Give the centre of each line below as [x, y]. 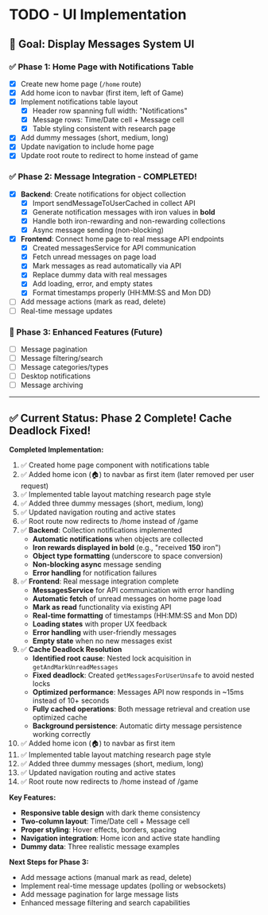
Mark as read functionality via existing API [102, 607]
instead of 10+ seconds [71, 700]
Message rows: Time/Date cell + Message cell [108, 120]
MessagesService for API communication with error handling [133, 591]
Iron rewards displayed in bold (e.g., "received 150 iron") [126, 548]
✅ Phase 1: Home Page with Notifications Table [101, 67]
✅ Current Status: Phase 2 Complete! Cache [120, 418]
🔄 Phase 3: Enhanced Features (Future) [86, 331]
